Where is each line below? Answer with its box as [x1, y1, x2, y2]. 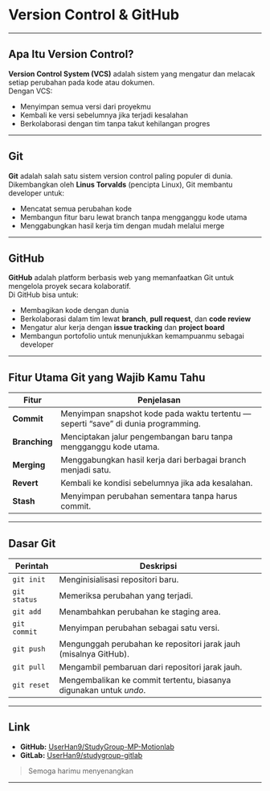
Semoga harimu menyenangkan [27, 766, 134, 776]
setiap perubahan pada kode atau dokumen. [8, 77, 155, 87]
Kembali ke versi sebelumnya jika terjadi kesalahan [19, 110, 189, 120]
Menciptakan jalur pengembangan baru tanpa [59, 431, 233, 443]
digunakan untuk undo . [59, 685, 146, 695]
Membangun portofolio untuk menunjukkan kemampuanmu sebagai [19, 332, 245, 341]
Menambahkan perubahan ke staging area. [59, 606, 221, 617]
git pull [12, 662, 46, 671]
